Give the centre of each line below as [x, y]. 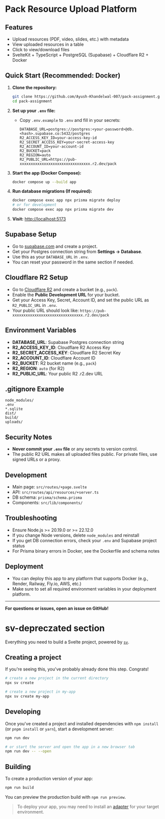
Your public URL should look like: [45, 310]
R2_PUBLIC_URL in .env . [35, 305]
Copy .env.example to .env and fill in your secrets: [70, 120]
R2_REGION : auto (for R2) [38, 368]
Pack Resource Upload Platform [71, 9]
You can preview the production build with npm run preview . [66, 797]
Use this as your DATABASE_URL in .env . [51, 257]
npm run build [20, 788]
